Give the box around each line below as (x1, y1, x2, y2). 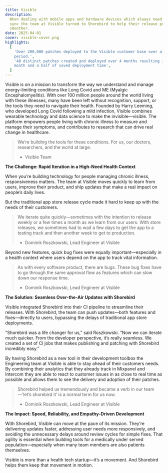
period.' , (14, 53, 35, 59)
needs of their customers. (5, 204, 58, 210)
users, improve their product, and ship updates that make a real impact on (5, 184, 157, 190)
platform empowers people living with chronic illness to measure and (5, 118, 147, 124)
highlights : (5, 40, 30, 45)
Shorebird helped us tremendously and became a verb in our (17, 386, 143, 392)
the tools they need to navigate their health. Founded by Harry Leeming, (5, 103, 153, 108)
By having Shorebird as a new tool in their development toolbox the (5, 355, 143, 361)
